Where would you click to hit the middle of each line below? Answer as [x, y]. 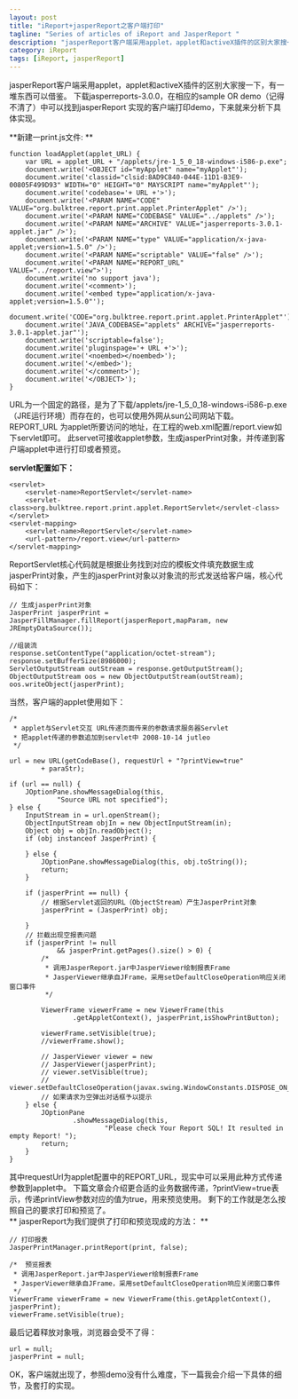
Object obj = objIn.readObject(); [89, 831]
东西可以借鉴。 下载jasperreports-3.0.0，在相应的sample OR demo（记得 [151, 96]
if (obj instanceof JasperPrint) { [91, 839]
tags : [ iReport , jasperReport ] [67, 59]
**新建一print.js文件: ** [51, 137]
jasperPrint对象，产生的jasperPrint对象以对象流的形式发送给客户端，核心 [142, 575]
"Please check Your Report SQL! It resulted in [194, 1128]
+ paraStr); [63, 769]
